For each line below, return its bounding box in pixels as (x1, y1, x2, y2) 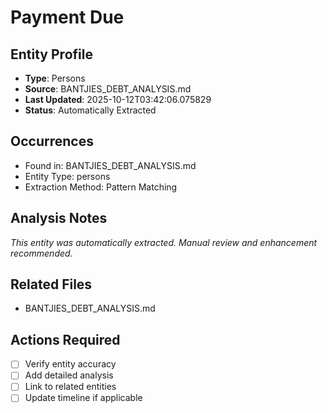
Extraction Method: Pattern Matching (24, 181, 178, 193)
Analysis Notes (10, 210, 108, 227)
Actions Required (10, 331, 121, 348)
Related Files (10, 276, 93, 293)
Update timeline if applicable (24, 392, 143, 404)
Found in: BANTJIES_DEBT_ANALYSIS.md (24, 159, 197, 171)
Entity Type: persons (24, 170, 111, 182)
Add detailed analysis (24, 369, 114, 381)
